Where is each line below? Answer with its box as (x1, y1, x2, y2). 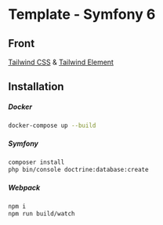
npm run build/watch (8, 209, 76, 217)
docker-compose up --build (8, 122, 96, 130)
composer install (8, 158, 65, 166)
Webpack (8, 183, 41, 192)
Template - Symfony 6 (8, 5, 156, 24)
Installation (8, 80, 64, 93)
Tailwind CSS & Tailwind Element (8, 57, 114, 67)
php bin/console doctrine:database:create (8, 166, 149, 174)
